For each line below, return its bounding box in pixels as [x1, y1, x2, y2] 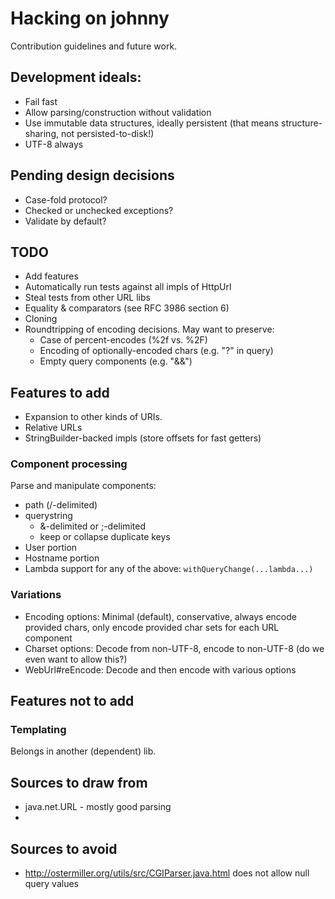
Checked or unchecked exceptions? [24, 204, 174, 216]
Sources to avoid [10, 840, 118, 857]
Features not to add [10, 693, 135, 710]
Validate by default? [24, 215, 107, 227]
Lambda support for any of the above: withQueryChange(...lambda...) [24, 563, 314, 575]
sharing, [24, 127, 60, 139]
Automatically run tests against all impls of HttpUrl [24, 281, 232, 293]
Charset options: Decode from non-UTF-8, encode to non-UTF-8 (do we [24, 642, 325, 654]
